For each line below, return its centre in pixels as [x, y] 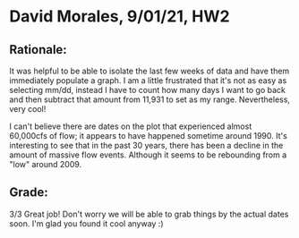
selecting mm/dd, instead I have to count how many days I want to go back [148, 90]
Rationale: [38, 50]
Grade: [29, 193]
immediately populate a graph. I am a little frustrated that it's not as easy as [148, 81]
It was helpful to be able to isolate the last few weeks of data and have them [149, 71]
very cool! [28, 109]
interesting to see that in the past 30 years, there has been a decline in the [146, 145]
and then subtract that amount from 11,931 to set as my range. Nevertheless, [150, 99]
